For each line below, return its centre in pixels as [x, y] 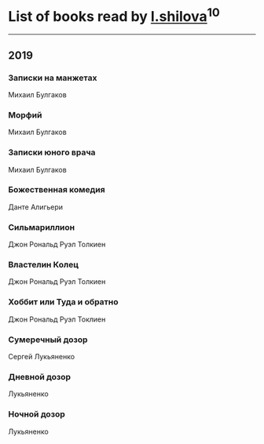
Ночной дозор [37, 414]
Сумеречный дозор [48, 340]
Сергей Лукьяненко [42, 357]
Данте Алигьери [36, 207]
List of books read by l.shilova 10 [114, 15]
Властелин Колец [44, 265]
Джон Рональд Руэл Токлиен [57, 319]
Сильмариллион [42, 227]
